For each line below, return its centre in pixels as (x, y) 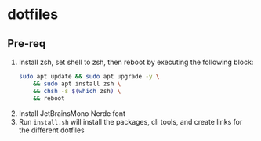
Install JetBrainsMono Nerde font (72, 113)
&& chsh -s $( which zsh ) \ (77, 91)
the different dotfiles (51, 130)
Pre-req (27, 43)
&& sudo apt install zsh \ (77, 84)
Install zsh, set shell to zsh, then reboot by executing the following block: (136, 62)
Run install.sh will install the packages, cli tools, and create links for (130, 121)
